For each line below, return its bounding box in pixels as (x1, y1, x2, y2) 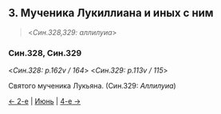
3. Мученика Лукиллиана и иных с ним (8, 6, 214, 20)
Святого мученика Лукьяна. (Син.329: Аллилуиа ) (8, 81, 177, 91)
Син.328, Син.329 (8, 47, 82, 58)
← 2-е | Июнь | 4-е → (8, 96, 81, 106)
